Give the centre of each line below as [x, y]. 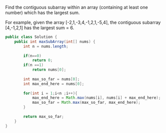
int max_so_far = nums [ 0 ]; [52, 79]
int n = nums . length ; [46, 46]
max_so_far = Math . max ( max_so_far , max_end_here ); [86, 103]
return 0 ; [42, 60]
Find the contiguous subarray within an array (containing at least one [77, 7]
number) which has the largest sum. [43, 13]
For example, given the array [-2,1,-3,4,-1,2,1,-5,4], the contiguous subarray [83, 22]
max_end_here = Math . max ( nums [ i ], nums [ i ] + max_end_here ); [96, 98]
